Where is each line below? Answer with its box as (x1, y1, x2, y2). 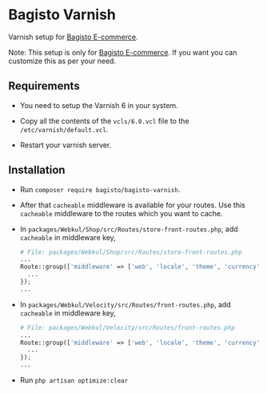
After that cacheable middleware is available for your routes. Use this (19, 200, 245, 210)
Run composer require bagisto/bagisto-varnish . (19, 184, 181, 194)
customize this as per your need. (8, 56, 117, 66)
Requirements (8, 79, 80, 93)
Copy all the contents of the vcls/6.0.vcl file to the (19, 116, 189, 126)
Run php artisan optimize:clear (19, 375, 129, 385)
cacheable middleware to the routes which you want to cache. (19, 208, 223, 218)
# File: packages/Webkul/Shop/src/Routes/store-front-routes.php (19, 248, 242, 256)
